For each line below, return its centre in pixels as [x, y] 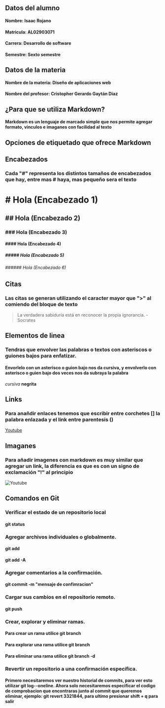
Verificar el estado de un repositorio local [56, 512]
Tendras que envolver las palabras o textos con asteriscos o [78, 350]
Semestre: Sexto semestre [33, 54]
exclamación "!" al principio [39, 472]
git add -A [16, 560]
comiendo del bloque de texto [41, 304]
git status [15, 524]
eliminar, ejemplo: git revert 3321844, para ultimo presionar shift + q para [82, 696]
